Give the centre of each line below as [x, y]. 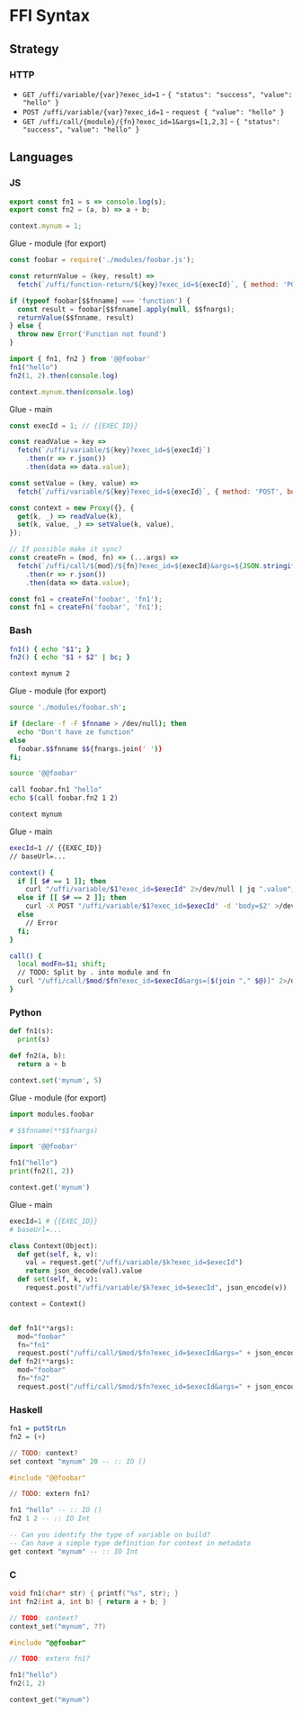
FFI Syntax [49, 16]
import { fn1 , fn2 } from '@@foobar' [80, 359]
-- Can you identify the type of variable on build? [110, 1535]
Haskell [26, 1409]
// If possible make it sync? [66, 549]
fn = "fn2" [34, 1379]
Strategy [34, 49]
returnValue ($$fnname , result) [76, 317]
